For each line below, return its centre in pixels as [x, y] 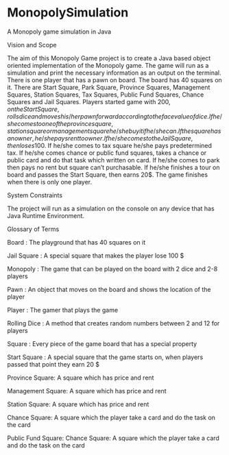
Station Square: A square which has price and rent [78, 404]
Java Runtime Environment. [46, 216]
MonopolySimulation [68, 13]
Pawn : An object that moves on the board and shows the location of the [109, 289]
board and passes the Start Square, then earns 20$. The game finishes [107, 174]
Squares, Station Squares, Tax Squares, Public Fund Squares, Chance [106, 95]
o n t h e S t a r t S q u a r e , [33, 109]
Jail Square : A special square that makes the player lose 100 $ [96, 256]
